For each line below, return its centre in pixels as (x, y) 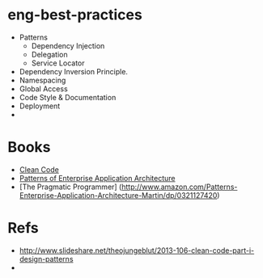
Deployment (40, 106)
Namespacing (42, 80)
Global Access (43, 88)
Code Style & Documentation (68, 97)
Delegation (49, 54)
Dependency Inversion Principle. (74, 71)
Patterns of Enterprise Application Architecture (97, 178)
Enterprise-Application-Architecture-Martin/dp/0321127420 (118, 195)
